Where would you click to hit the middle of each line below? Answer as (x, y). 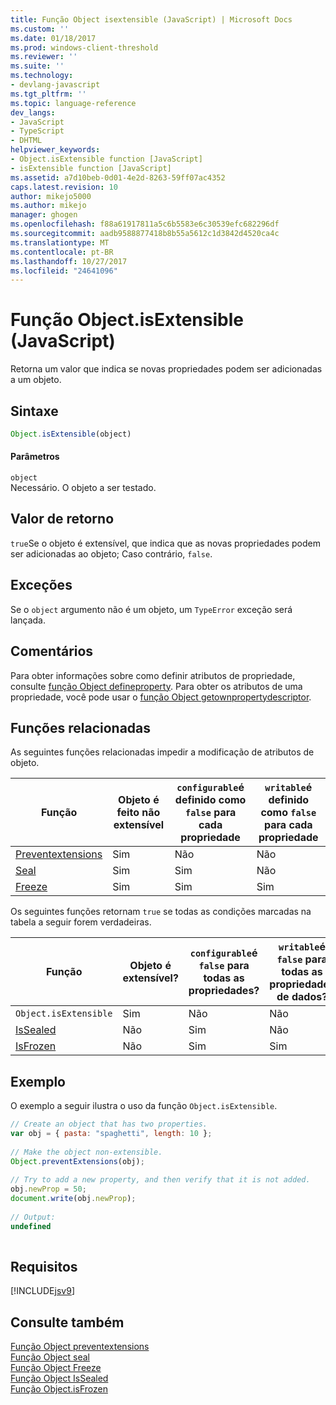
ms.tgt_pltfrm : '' (48, 94)
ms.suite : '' (37, 66)
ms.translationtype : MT (60, 242)
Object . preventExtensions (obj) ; (77, 1161)
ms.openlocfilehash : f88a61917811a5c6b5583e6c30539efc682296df (145, 224)
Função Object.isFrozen (59, 1389)
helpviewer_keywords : (55, 150)
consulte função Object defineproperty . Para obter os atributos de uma (156, 686)
